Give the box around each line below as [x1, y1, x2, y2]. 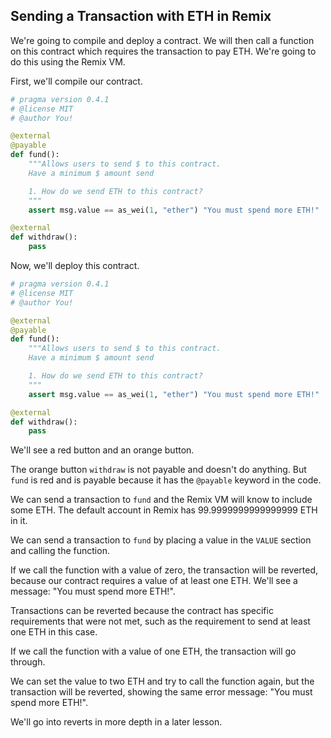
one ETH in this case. [10, 626, 98, 638]
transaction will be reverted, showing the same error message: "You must [10, 686, 313, 698]
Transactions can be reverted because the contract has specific [10, 605, 274, 617]
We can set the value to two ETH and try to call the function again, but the [10, 675, 315, 688]
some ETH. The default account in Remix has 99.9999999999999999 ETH [10, 504, 318, 516]
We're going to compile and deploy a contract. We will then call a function [10, 34, 315, 46]
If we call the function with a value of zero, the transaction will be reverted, [10, 564, 319, 576]
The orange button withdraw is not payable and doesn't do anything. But [10, 464, 307, 476]
